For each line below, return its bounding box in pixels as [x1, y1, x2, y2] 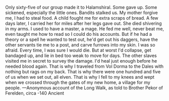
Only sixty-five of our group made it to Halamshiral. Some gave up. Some [5, 5, 157, 10]
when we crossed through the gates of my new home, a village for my [5, 79, 150, 85]
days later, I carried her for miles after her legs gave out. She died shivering [5, 20, 162, 26]
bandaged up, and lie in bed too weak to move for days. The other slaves [5, 53, 157, 59]
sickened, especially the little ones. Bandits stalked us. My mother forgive [5, 10, 158, 16]
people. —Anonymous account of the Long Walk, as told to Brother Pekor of [5, 85, 163, 90]
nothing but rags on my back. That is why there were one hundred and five [5, 69, 161, 75]
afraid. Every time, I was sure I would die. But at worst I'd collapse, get [5, 47, 151, 53]
